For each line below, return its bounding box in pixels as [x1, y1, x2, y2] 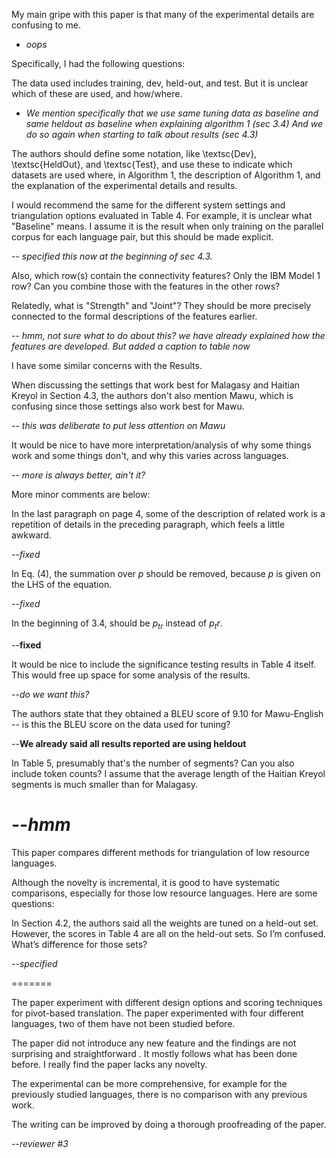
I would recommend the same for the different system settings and [11, 199, 286, 211]
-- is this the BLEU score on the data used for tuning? [11, 718, 231, 730]
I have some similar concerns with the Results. [11, 360, 203, 371]
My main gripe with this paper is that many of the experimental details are [11, 9, 315, 20]
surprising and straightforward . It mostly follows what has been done [11, 1047, 298, 1059]
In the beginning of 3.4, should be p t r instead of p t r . [11, 617, 223, 631]
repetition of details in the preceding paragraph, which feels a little [11, 519, 286, 530]
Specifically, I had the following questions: [11, 58, 186, 69]
